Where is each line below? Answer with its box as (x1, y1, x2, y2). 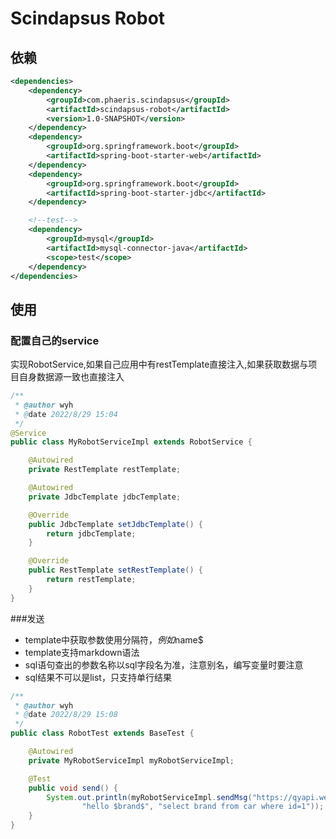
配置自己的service (10, 333, 100, 347)
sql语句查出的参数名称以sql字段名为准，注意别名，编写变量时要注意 (24, 658, 304, 671)
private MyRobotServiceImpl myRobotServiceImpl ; (28, 755, 235, 766)
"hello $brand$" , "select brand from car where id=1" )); (81, 802, 325, 812)
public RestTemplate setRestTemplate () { (28, 565, 203, 576)
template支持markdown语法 (24, 646, 140, 658)
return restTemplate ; (46, 575, 137, 585)
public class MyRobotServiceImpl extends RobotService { (10, 437, 253, 447)
